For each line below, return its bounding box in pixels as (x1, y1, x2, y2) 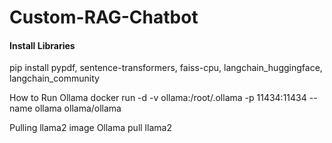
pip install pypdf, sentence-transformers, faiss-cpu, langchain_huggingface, (9, 62, 323, 74)
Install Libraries (9, 39, 76, 51)
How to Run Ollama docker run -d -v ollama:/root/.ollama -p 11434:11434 (9, 92, 307, 104)
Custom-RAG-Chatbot (9, 6, 199, 29)
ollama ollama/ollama (34, 102, 122, 115)
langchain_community (9, 72, 100, 85)
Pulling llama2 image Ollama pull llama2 (9, 122, 172, 134)
